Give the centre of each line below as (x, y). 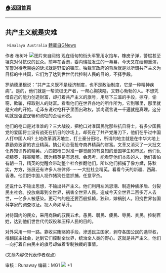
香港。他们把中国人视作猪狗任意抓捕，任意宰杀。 (55, 176)
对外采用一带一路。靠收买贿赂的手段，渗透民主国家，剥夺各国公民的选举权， (83, 232)
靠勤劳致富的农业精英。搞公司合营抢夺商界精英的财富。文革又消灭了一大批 (81, 145)
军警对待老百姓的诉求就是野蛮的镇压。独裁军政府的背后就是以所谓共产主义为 (83, 68)
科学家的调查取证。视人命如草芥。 (40, 205)
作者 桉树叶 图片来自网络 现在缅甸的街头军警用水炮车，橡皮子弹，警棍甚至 (83, 56)
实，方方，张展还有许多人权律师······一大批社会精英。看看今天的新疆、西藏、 (83, 170)
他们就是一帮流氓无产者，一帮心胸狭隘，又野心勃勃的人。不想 (92, 91)
